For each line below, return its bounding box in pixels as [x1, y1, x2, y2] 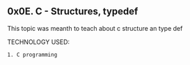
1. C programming [7, 51, 58, 58]
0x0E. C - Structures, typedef [7, 6, 138, 17]
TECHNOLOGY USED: [7, 38, 70, 46]
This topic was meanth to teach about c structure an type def [7, 24, 183, 32]
